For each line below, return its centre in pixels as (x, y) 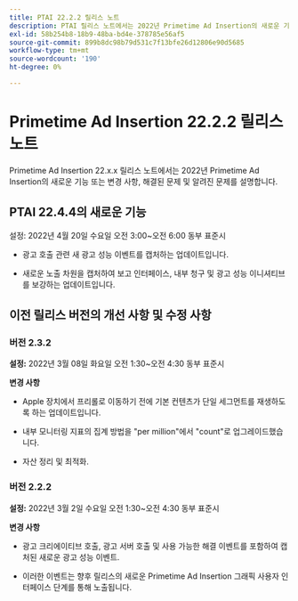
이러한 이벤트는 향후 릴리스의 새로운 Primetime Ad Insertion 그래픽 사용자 (151, 576)
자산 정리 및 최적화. (55, 462)
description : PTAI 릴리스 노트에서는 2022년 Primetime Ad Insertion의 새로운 (145, 26)
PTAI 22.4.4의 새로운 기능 (78, 212)
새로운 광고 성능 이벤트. (79, 556)
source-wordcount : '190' (55, 59)
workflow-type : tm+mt (49, 51)
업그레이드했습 (258, 432)
